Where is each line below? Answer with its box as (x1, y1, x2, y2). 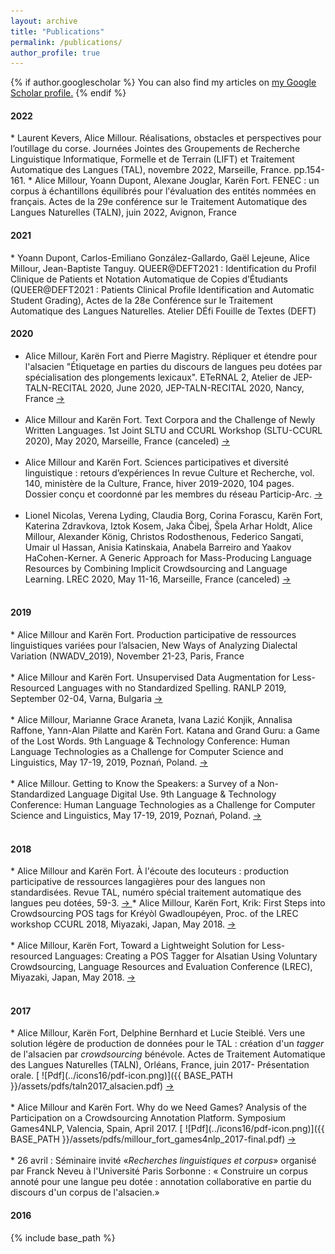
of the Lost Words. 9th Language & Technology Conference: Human (10, 735, 290, 747)
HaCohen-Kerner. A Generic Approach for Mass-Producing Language (24, 551, 312, 564)
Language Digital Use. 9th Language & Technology (67, 788, 277, 800)
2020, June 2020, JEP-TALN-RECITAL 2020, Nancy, (89, 381, 305, 394)
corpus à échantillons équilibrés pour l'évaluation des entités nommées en (10, 185, 317, 197)
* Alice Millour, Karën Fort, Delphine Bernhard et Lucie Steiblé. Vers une (10, 1027, 306, 1039)
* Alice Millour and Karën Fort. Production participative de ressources (10, 629, 297, 641)
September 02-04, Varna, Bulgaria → (10, 693, 163, 705)
